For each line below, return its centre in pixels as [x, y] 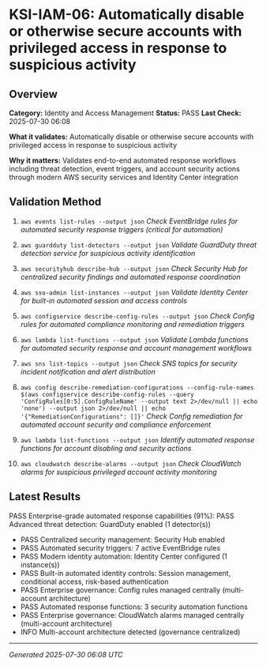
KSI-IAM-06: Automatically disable [127, 15]
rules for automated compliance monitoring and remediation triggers [133, 324]
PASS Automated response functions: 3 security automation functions [134, 607]
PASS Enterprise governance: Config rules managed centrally [120, 589]
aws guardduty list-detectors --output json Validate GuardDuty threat [139, 245]
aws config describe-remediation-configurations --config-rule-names [137, 388]
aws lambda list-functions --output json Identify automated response [137, 439]
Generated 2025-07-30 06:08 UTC [66, 654]
